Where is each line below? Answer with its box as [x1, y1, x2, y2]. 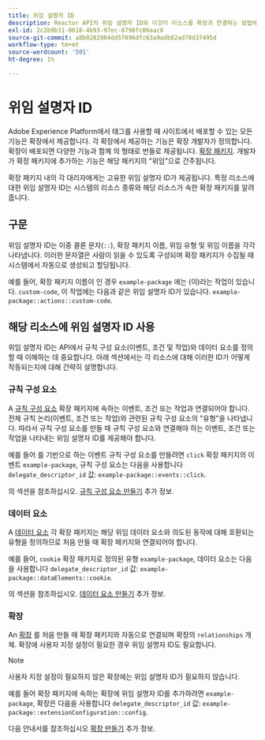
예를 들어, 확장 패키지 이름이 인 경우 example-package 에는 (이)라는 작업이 [8, 277, 234, 286]
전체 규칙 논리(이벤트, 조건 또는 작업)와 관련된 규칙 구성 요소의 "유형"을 [8, 413, 226, 423]
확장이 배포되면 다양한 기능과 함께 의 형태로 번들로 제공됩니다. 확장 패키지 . [8, 146, 235, 155]
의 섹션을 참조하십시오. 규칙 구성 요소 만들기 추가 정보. [8, 486, 174, 495]
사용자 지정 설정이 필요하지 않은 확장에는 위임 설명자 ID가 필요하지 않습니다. [8, 672, 241, 682]
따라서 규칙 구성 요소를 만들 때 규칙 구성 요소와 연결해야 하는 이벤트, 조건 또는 [18, 423, 256, 432]
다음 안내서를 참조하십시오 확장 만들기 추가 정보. [8, 723, 156, 734]
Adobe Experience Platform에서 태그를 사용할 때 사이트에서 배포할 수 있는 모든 [8, 126, 253, 136]
